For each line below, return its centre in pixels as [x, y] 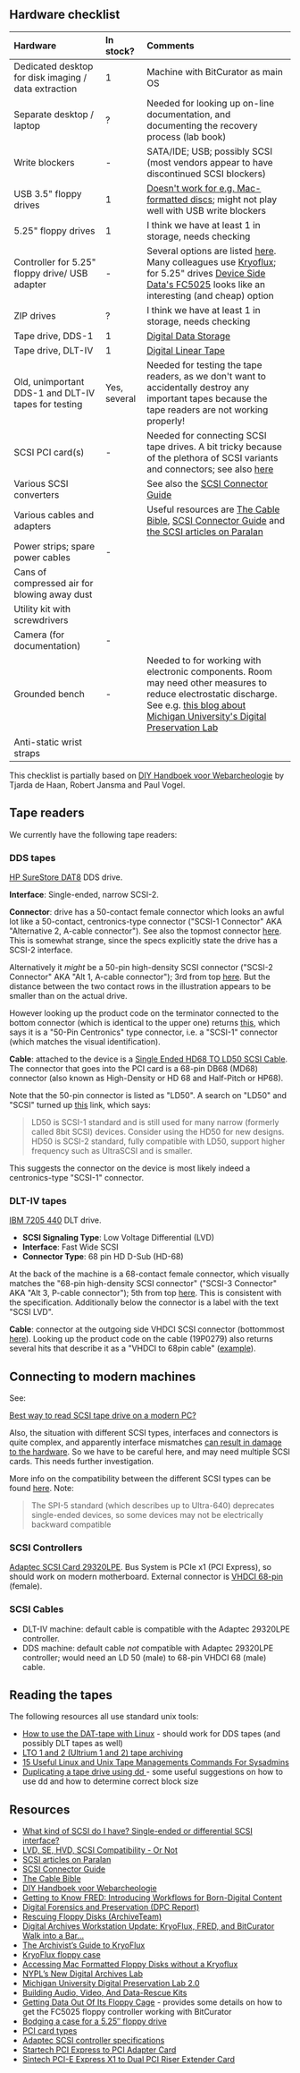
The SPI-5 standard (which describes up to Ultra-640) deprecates [153, 1506]
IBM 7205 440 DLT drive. [55, 1220]
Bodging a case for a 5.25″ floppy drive [94, 2021]
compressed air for [54, 583]
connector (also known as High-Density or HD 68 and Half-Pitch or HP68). [146, 1078]
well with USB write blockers [206, 210]
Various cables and [54, 515]
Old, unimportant [49, 381]
